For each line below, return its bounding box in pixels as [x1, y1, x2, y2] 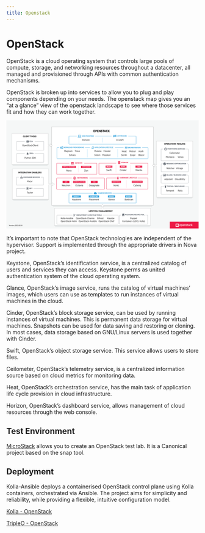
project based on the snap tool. [6, 449, 85, 456]
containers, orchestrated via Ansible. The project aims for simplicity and [6, 489, 187, 496]
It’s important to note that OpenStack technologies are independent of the [6, 235, 192, 242]
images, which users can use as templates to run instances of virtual [6, 291, 179, 298]
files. [6, 353, 19, 361]
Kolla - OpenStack [6, 507, 52, 515]
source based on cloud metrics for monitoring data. [6, 372, 136, 379]
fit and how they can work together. [6, 108, 96, 116]
